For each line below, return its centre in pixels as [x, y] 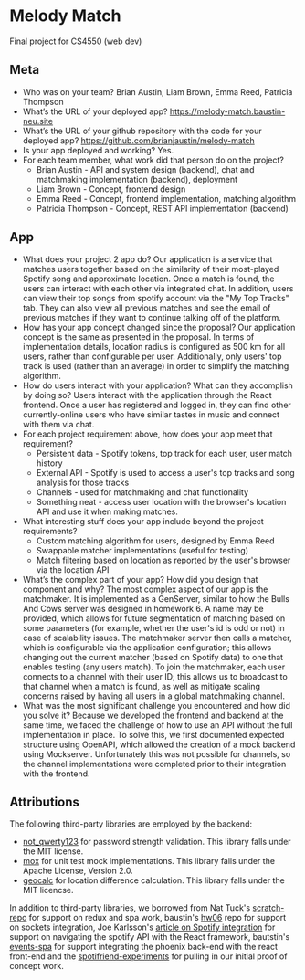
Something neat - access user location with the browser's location [161, 501]
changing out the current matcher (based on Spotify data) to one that [153, 657]
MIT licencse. [48, 890]
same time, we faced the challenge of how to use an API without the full [158, 725]
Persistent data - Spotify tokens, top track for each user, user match [164, 453]
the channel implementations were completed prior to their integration [154, 764]
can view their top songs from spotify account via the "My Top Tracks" [156, 298]
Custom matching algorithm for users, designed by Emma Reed [156, 541]
